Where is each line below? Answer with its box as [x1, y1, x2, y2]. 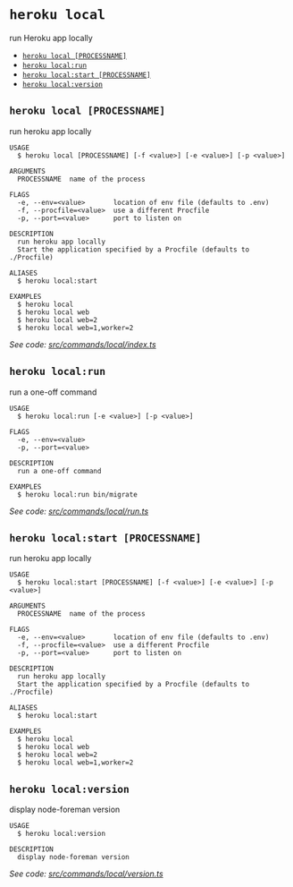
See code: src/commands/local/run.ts [9, 506, 149, 516]
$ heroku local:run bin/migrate [17, 490, 138, 499]
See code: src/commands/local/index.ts [9, 338, 156, 350]
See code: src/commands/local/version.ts [9, 868, 163, 879]
